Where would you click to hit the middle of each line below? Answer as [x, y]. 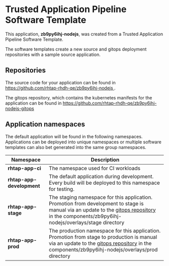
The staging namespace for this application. [100, 197]
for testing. [61, 189]
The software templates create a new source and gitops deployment [76, 49]
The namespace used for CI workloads [95, 168]
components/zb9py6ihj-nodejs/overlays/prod [103, 249]
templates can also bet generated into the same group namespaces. [76, 147]
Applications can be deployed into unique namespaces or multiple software [83, 142]
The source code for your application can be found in [60, 82]
